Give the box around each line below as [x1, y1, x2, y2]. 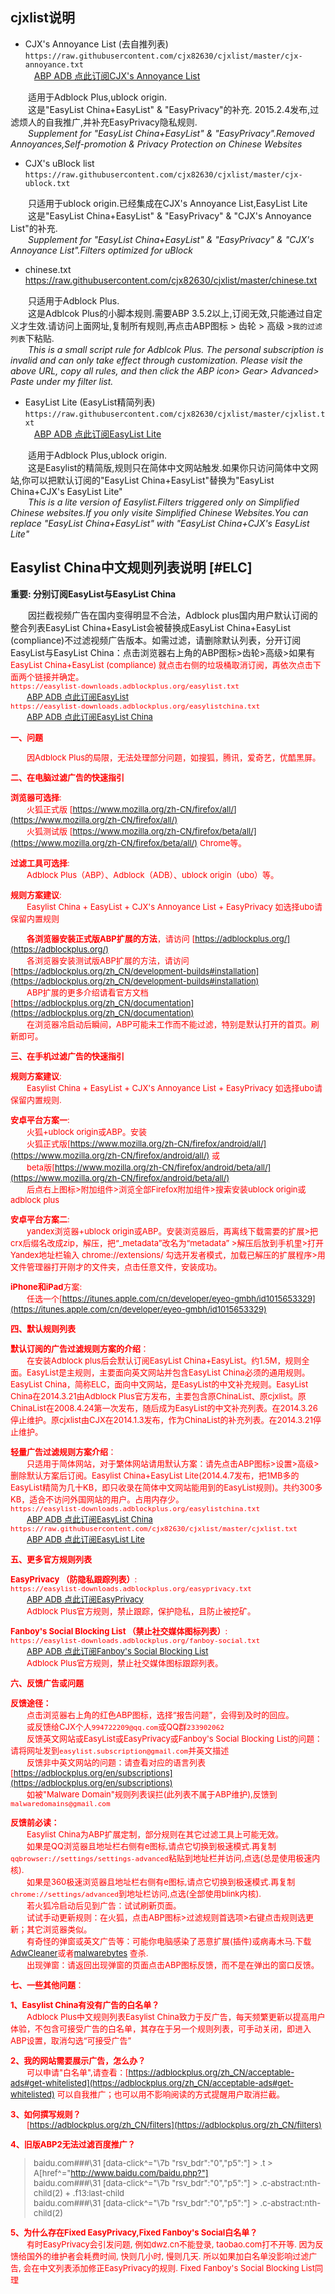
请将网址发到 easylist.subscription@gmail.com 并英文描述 [10, 1744, 230, 1756]
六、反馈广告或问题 [10, 1677, 85, 1688]
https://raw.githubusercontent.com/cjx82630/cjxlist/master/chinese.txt [24, 274, 318, 286]
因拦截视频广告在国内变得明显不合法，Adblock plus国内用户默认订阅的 [28, 609, 318, 621]
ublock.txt [24, 178, 71, 188]
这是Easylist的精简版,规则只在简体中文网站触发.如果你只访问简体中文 [28, 461, 310, 473]
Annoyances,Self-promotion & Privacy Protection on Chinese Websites [10, 138, 303, 150]
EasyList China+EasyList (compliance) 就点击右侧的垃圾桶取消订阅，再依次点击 [10, 659, 313, 670]
